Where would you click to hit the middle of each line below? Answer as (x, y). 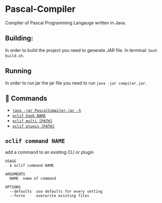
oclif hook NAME (29, 116)
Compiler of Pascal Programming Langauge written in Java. (66, 23)
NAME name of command (33, 179)
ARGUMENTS (15, 174)
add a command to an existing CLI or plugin (49, 152)
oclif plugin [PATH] (33, 126)
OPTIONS (13, 187)
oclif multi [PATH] (32, 121)
